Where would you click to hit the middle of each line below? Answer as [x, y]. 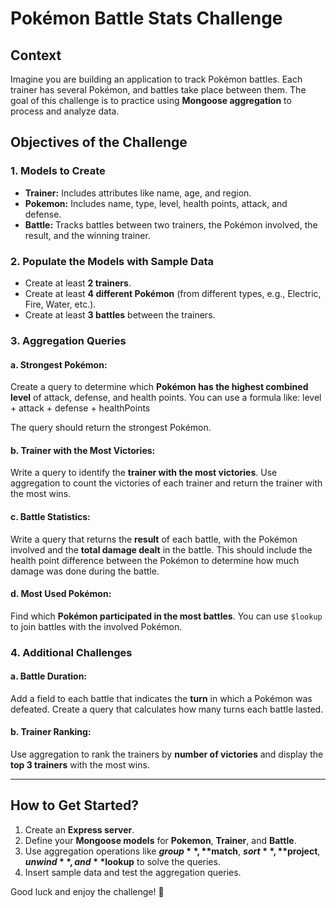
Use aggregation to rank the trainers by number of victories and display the [167, 754]
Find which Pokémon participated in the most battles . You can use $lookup [166, 616]
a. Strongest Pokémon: [59, 364]
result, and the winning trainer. [87, 235]
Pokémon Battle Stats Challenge [146, 18]
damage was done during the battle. [85, 571]
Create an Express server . [79, 829]
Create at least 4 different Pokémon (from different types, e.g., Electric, [173, 293]
